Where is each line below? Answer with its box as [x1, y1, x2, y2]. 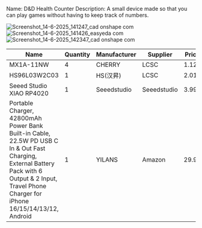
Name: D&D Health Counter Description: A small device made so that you [6, 5, 188, 12]
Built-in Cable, [9, 129, 51, 138]
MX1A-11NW [9, 60, 49, 69]
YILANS [96, 156, 118, 163]
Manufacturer [96, 51, 136, 59]
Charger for [9, 189, 42, 198]
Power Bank [9, 122, 43, 130]
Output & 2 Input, [9, 174, 58, 183]
